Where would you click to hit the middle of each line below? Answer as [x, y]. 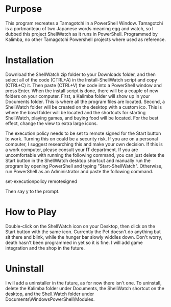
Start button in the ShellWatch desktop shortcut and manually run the [78, 160]
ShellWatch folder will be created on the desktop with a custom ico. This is [84, 107]
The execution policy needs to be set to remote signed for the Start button [83, 133]
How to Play [31, 212]
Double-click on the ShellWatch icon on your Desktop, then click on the [80, 226]
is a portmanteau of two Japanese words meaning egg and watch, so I [79, 28]
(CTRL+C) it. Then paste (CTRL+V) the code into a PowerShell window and [84, 85]
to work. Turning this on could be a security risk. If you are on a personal [82, 138]
